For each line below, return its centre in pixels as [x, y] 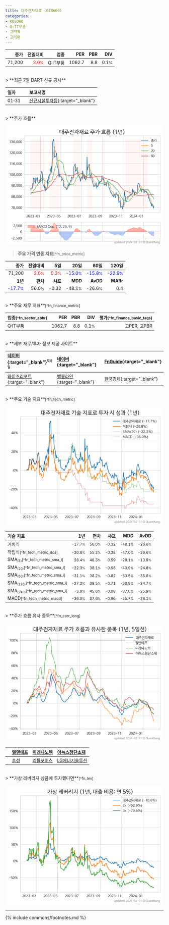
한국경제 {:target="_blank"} [131, 379]
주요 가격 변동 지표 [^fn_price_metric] [51, 253]
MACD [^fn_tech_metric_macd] [35, 598]
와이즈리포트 [20, 376]
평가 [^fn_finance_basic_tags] [126, 318]
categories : [18, 16]
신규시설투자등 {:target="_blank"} [62, 100]
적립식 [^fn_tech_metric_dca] [33, 552]
